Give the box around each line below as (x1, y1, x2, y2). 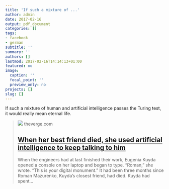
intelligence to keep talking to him (17, 143, 126, 152)
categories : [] (5, 26, 37, 31)
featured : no (5, 63, 33, 68)
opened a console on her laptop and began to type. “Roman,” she (17, 162, 153, 168)
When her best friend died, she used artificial (17, 135, 162, 144)
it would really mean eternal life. (5, 111, 71, 117)
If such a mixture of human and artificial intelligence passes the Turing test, (5, 105, 161, 111)
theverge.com (24, 121, 53, 127)
